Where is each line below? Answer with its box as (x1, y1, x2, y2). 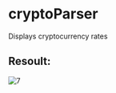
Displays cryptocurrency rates (8, 31, 108, 41)
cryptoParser (8, 5, 98, 23)
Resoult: (8, 55, 51, 68)
